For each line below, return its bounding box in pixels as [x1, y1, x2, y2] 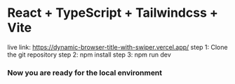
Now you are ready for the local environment [7, 68, 163, 78]
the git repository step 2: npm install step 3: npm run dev [7, 50, 172, 59]
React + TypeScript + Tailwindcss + [7, 5, 219, 21]
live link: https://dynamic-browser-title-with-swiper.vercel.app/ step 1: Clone [7, 43, 228, 51]
